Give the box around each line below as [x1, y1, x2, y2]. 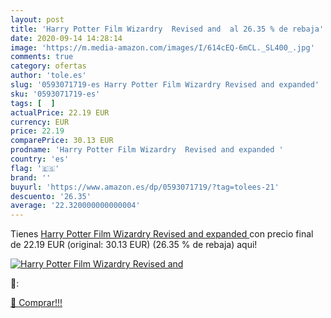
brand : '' [10, 172, 52, 183]
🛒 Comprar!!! [10, 297, 63, 309]
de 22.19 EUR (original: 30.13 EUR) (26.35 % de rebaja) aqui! [10, 239, 258, 251]
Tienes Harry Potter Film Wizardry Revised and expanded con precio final [10, 228, 314, 240]
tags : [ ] [10, 98, 56, 108]
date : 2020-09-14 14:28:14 [10, 33, 123, 43]
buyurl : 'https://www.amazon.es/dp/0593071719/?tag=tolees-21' [10, 182, 280, 192]
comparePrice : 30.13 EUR [10, 136, 114, 146]
